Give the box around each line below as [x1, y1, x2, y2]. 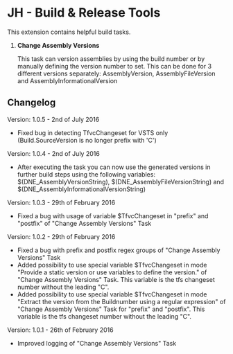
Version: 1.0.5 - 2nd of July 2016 [7, 115, 100, 123]
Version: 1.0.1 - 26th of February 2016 [7, 326, 114, 334]
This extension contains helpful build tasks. [7, 28, 131, 36]
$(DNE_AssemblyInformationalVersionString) [17, 185, 146, 193]
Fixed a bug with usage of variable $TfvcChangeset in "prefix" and [17, 211, 209, 220]
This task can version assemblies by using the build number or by [17, 54, 205, 63]
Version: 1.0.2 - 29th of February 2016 [7, 232, 116, 240]
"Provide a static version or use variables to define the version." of [17, 268, 207, 276]
